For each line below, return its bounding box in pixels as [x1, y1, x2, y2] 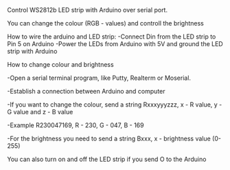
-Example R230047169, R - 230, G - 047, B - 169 [7, 121, 144, 129]
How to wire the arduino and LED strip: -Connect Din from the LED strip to [7, 32, 216, 41]
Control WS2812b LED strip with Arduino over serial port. [7, 6, 168, 14]
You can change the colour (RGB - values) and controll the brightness [7, 19, 204, 27]
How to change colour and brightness [7, 61, 115, 68]
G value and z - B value [7, 108, 73, 116]
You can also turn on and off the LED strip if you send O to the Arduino [7, 155, 207, 163]
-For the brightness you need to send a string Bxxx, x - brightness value [7, 134, 211, 142]
